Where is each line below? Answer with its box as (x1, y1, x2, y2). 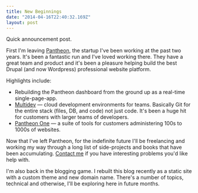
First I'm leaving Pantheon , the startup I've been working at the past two (6, 47, 181, 54)
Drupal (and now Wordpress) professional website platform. (6, 66, 151, 73)
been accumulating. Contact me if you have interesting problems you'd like (6, 150, 188, 157)
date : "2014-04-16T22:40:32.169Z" (6, 14, 91, 20)
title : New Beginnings (6, 8, 62, 15)
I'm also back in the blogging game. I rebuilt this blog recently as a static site (6, 168, 192, 175)
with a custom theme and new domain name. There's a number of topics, (6, 174, 184, 181)
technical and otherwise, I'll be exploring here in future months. (6, 180, 160, 187)
